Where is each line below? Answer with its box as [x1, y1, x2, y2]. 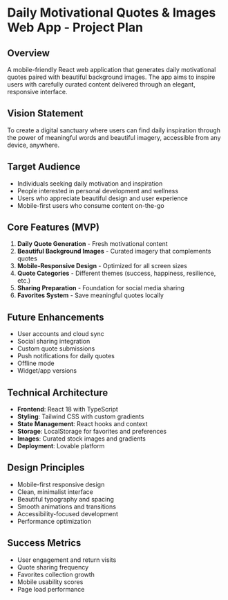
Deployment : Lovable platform [17, 442, 105, 450]
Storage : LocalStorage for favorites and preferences [17, 427, 167, 436]
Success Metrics [7, 537, 82, 549]
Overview [7, 47, 50, 59]
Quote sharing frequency [17, 563, 89, 571]
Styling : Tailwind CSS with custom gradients [17, 412, 144, 421]
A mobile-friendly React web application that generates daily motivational [7, 66, 216, 73]
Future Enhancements [7, 311, 105, 323]
